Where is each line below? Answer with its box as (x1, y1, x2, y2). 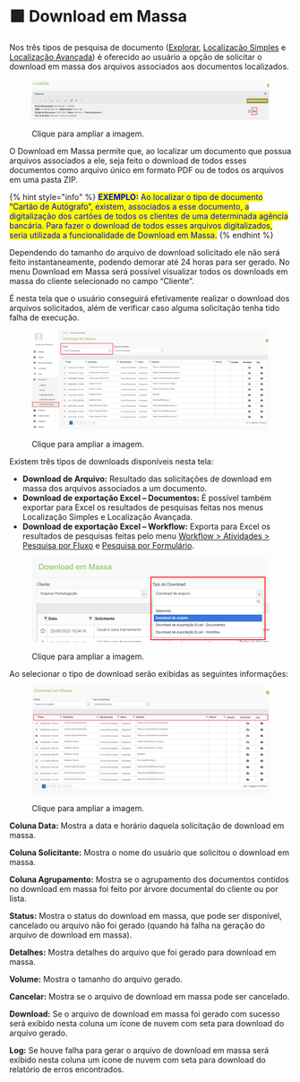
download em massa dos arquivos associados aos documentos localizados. (9, 61, 289, 72)
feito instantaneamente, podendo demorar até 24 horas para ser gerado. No (9, 256, 290, 267)
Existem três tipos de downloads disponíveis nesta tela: (9, 455, 214, 466)
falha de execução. (9, 312, 81, 323)
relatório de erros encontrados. (9, 1063, 124, 1075)
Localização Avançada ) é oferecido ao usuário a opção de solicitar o (9, 51, 262, 62)
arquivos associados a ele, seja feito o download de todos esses (9, 155, 247, 166)
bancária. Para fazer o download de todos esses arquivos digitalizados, (9, 220, 273, 230)
